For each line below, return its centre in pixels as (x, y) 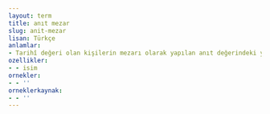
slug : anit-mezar (37, 31)
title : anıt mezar (39, 23)
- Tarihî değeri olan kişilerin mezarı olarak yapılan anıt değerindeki (133, 53)
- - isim (23, 68)
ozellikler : (28, 61)
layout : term (30, 16)
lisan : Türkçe (32, 38)
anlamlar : (25, 46)
